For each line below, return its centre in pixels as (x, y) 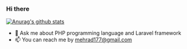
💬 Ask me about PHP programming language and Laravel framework (98, 33)
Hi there (18, 9)
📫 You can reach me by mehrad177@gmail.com (73, 40)
